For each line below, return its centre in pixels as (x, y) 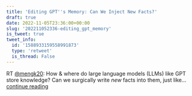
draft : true (21, 17)
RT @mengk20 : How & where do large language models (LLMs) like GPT (96, 73)
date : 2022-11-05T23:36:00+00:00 (48, 23)
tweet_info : (21, 40)
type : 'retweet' (32, 51)
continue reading (27, 86)
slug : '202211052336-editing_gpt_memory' (59, 28)
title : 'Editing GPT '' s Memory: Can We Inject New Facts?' (82, 12)
